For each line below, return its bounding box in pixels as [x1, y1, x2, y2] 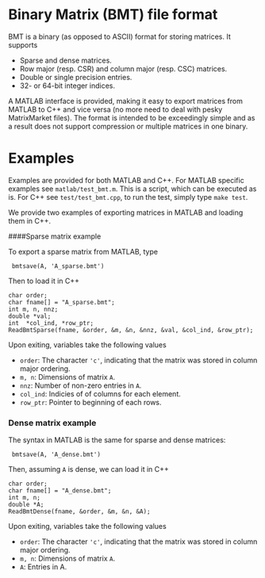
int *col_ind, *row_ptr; [8, 319, 94, 327]
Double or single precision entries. [19, 72, 132, 82]
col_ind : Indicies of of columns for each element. [19, 389, 181, 398]
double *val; [8, 312, 52, 320]
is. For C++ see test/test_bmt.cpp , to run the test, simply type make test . [8, 192, 248, 201]
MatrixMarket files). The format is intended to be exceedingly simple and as [8, 113, 255, 122]
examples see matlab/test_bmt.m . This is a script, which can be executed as [8, 184, 257, 193]
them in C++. [8, 216, 52, 225]
